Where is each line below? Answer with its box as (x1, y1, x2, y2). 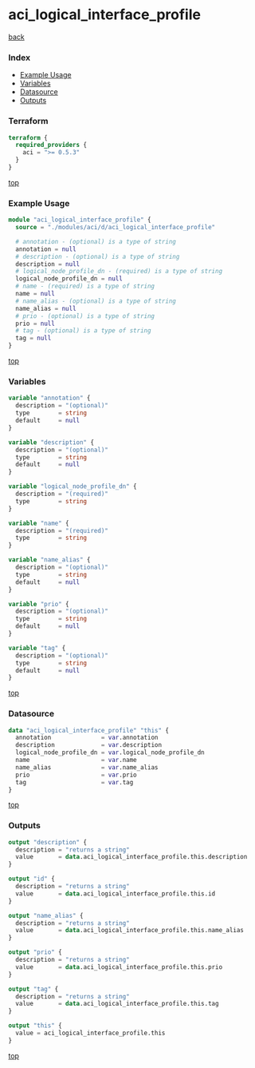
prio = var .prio (15, 771, 137, 779)
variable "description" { (8, 438, 94, 447)
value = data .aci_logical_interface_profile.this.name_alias (15, 927, 245, 935)
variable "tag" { (8, 644, 66, 652)
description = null (15, 260, 80, 268)
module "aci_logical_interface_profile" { (8, 216, 151, 224)
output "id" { (8, 875, 56, 883)
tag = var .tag (15, 778, 134, 786)
